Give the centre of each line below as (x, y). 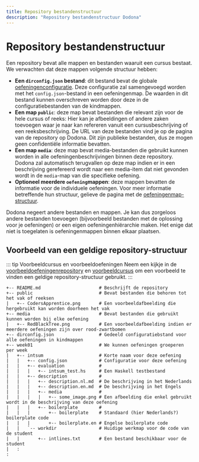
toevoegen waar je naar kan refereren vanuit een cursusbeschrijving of (101, 125)
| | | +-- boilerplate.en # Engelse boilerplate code (87, 423)
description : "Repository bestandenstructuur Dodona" (74, 17)
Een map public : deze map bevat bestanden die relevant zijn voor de (99, 112)
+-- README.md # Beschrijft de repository (87, 288)
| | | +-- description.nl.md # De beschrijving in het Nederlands (99, 382)
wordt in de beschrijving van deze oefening (62, 403)
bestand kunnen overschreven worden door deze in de (82, 100)
